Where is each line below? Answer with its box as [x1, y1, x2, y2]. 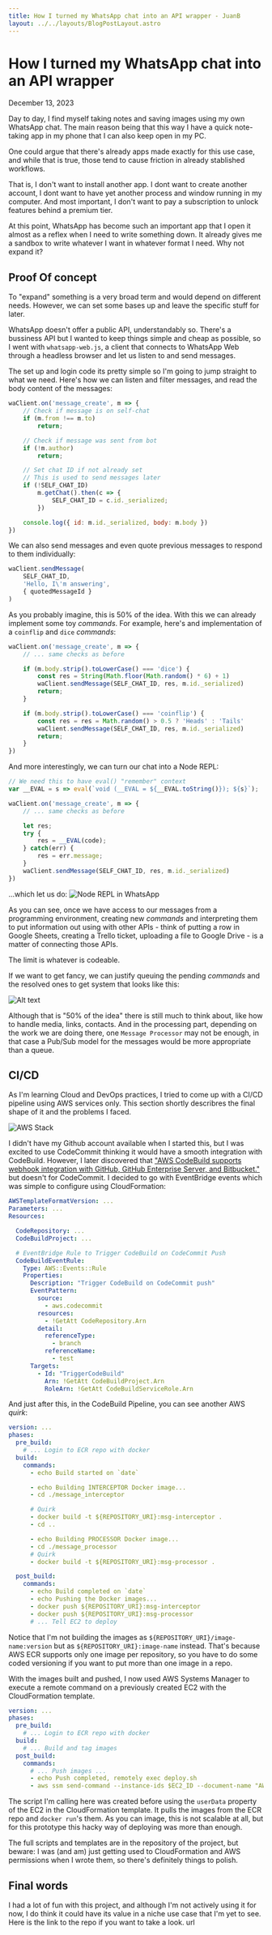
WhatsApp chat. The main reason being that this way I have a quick [8, 122, 233, 132]
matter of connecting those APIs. [8, 939, 119, 948]
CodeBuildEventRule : [15, 1256, 85, 1264]
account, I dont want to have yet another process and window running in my [8, 188, 262, 198]
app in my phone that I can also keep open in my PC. [31, 131, 206, 141]
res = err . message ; [37, 852, 104, 860]
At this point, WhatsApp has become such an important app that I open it [8, 221, 251, 231]
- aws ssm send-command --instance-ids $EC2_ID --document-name [29, 1782, 252, 1790]
